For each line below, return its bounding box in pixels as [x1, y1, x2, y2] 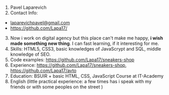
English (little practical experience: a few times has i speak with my [10, 79, 152, 84]
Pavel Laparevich [10, 5, 47, 10]
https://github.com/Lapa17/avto [10, 67, 77, 74]
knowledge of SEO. [10, 51, 51, 57]
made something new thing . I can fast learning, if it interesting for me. [10, 40, 159, 46]
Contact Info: [10, 10, 38, 16]
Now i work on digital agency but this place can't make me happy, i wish [10, 35, 163, 41]
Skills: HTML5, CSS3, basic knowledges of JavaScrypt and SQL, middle [10, 46, 161, 52]
